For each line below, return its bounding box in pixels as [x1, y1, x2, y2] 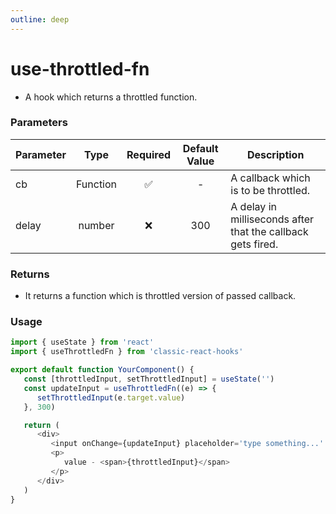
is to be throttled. [230, 183, 311, 197]
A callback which [230, 171, 311, 185]
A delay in [230, 199, 277, 213]
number [78, 218, 115, 232]
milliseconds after [230, 212, 315, 226]
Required [126, 147, 172, 161]
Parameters [10, 116, 68, 130]
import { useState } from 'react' [10, 337, 155, 348]
